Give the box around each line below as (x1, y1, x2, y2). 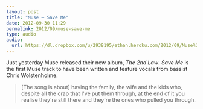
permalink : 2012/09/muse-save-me (6, 25, 91, 32)
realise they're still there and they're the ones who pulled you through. (21, 96, 196, 103)
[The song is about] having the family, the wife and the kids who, (21, 83, 182, 90)
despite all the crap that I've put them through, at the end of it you (21, 90, 185, 97)
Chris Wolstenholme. (6, 72, 59, 79)
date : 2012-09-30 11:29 (6, 20, 66, 26)
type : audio (6, 31, 36, 37)
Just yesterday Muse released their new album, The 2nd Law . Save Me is (6, 58, 189, 66)
